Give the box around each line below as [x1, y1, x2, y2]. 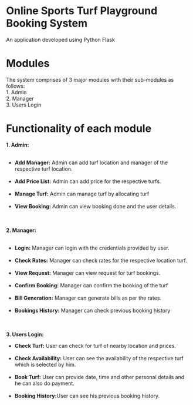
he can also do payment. [14, 380, 75, 387]
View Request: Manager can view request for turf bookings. [14, 269, 161, 276]
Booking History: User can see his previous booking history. [14, 392, 160, 399]
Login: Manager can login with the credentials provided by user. [14, 244, 170, 251]
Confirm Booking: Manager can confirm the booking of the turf [14, 281, 168, 289]
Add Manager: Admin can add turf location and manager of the [14, 159, 168, 166]
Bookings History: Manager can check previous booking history [14, 307, 171, 314]
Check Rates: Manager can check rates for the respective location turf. [14, 257, 188, 264]
